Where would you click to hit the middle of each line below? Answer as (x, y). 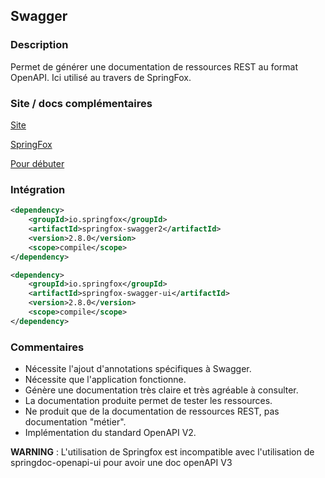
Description (39, 45)
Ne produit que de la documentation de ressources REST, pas (152, 411)
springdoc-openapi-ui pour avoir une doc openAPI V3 (121, 463)
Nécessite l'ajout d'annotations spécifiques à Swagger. (138, 369)
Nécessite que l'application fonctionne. (105, 380)
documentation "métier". (75, 422)
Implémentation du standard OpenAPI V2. (110, 433)
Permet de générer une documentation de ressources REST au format (154, 66)
